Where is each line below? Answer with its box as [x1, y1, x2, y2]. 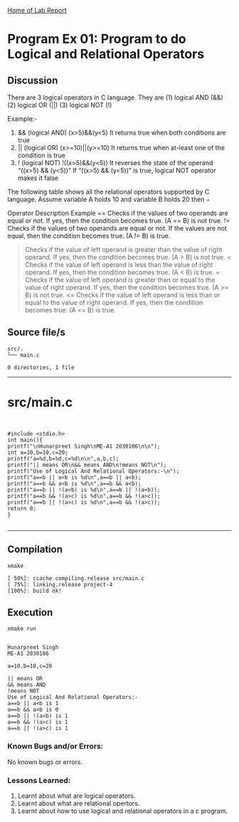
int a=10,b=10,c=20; [7, 448, 69, 456]
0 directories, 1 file [7, 364, 75, 371]
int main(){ [7, 436, 43, 443]
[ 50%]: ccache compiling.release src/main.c [7, 574, 144, 582]
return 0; [7, 505, 37, 512]
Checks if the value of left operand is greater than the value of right [24, 246, 223, 253]
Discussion [7, 74, 58, 86]
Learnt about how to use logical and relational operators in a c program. [17, 806, 228, 815]
